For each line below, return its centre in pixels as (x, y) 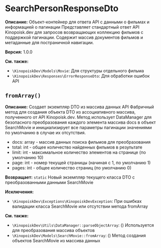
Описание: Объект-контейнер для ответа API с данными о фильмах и (77, 22)
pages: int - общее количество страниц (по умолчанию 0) (72, 167)
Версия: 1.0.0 (19, 52)
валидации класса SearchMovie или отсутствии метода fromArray (80, 206)
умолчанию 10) (28, 157)
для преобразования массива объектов (53, 230)
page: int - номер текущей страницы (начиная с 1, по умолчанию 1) (81, 163)
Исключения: (19, 192)
